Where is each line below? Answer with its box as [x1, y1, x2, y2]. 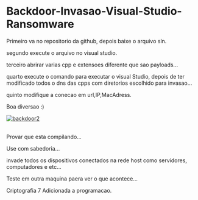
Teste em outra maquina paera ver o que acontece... [6, 175, 138, 182]
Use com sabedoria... [6, 145, 60, 152]
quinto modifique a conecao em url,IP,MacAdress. [6, 91, 132, 98]
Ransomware [6, 17, 74, 31]
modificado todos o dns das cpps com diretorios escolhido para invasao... [6, 79, 193, 87]
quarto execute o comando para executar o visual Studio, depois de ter [6, 73, 185, 80]
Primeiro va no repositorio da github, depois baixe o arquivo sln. [6, 37, 167, 45]
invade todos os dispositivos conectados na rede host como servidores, [6, 157, 188, 164]
